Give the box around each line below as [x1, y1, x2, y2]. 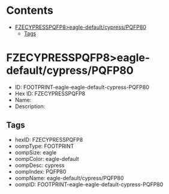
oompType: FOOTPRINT [14, 142, 74, 150]
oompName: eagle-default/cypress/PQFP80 [14, 174, 124, 181]
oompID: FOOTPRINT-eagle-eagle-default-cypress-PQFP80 [14, 181, 164, 188]
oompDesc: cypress [14, 162, 65, 169]
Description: [14, 103, 46, 110]
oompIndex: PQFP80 [14, 168, 67, 175]
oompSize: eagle [14, 148, 57, 156]
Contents [6, 4, 54, 17]
